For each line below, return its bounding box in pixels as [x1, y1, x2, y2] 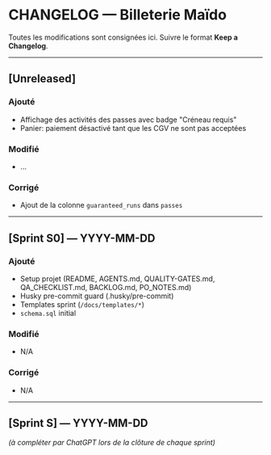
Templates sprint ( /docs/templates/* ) [19, 299, 145, 309]
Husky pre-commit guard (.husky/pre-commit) [19, 291, 174, 301]
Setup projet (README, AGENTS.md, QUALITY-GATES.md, [19, 273, 215, 284]
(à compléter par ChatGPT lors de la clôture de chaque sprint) [8, 438, 216, 448]
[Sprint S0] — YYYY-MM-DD [8, 231, 156, 245]
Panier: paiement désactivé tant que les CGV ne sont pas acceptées [19, 123, 247, 133]
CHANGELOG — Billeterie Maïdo [8, 6, 227, 24]
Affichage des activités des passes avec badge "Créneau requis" [19, 115, 237, 124]
